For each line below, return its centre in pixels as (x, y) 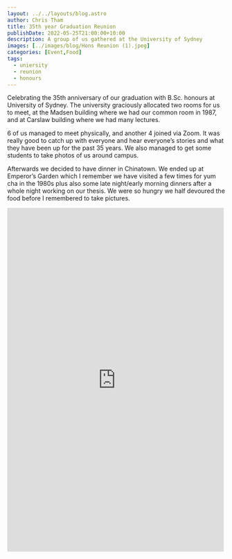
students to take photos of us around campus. (73, 155)
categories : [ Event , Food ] (44, 53)
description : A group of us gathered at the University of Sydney (105, 40)
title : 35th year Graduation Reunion (62, 26)
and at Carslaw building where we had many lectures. (84, 120)
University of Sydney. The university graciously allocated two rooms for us (114, 105)
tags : (15, 59)
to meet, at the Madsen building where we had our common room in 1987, (112, 112)
